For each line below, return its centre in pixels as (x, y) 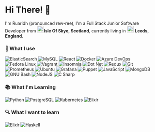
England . (14, 36)
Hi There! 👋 (28, 10)
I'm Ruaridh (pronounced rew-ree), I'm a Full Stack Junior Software (72, 23)
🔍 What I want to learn (32, 112)
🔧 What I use (20, 48)
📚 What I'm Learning (31, 88)
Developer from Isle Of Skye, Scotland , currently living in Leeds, (77, 30)
